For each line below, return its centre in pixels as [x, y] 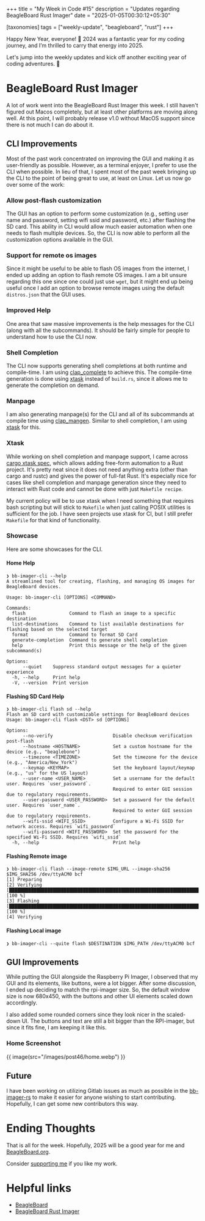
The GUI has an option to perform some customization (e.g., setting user [98, 214]
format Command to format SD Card [75, 635]
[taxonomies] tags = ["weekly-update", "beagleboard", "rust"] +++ [90, 27]
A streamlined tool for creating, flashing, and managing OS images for [101, 582]
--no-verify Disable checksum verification [107, 736]
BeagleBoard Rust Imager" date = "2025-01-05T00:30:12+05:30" [88, 15]
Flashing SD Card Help [35, 696]
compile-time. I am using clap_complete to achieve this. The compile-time [99, 372]
